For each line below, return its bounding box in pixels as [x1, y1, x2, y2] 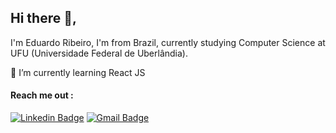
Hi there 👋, [10, 10, 77, 27]
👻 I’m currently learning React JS [10, 66, 146, 78]
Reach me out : [10, 89, 74, 101]
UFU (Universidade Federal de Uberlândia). [10, 47, 189, 59]
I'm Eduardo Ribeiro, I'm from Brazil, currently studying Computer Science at [10, 36, 326, 48]
